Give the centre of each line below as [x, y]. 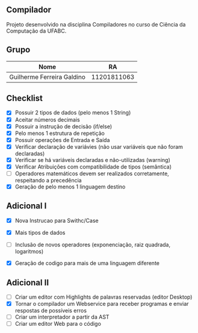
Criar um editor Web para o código [58, 324]
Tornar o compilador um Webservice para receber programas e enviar [102, 304]
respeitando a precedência [48, 180]
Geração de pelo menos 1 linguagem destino [70, 187]
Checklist [25, 98]
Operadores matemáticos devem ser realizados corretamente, [92, 173]
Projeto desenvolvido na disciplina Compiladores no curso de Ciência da [96, 24]
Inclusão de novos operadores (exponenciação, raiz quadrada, [92, 244]
